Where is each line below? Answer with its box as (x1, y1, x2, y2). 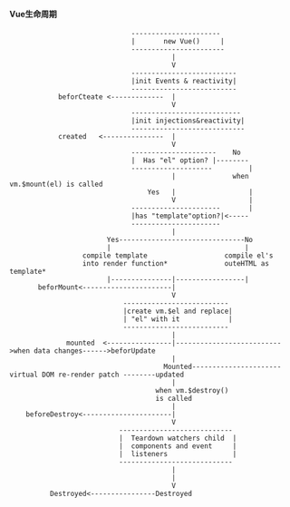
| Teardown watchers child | (119, 434, 237, 444)
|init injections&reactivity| (130, 116, 246, 126)
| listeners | (119, 450, 237, 459)
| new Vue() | (130, 37, 225, 46)
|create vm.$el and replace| (122, 307, 233, 317)
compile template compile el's (82, 251, 274, 260)
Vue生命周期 (9, 8, 57, 19)
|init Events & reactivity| (130, 77, 237, 86)
